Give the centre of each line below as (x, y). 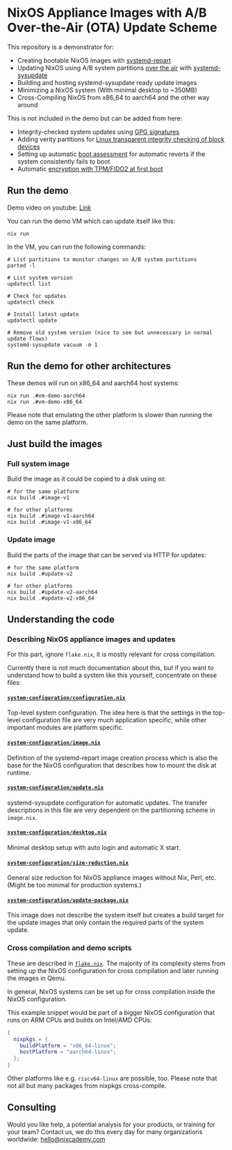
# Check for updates (37, 296)
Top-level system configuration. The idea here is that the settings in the (109, 713)
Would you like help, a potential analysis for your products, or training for (111, 1124)
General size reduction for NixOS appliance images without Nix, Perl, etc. (112, 878)
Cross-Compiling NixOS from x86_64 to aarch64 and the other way (113, 97)
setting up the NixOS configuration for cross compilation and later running (113, 970)
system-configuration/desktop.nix (57, 833)
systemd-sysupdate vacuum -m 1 (52, 345)
